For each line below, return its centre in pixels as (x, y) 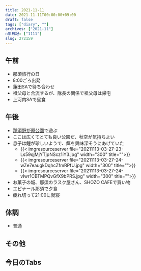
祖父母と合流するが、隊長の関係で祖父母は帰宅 (62, 93)
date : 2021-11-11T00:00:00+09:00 (41, 15)
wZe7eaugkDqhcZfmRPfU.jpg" (52, 165)
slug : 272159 (19, 39)
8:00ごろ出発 (26, 80)
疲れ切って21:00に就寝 (36, 195)
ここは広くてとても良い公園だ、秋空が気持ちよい (64, 137)
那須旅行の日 (26, 74)
